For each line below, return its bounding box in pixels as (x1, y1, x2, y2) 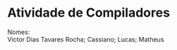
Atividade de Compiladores (7, 5, 171, 21)
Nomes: (7, 28, 30, 36)
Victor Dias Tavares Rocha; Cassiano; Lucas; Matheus (7, 35, 164, 43)
